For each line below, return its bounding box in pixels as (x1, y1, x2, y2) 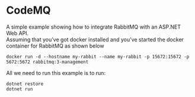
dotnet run (6, 86, 33, 92)
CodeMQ (6, 4, 52, 17)
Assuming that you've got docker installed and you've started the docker (6, 36, 184, 43)
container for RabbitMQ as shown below (6, 42, 105, 49)
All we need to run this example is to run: (6, 69, 106, 76)
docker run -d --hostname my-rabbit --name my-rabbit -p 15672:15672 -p (6, 54, 190, 60)
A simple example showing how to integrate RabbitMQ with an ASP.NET (6, 23, 181, 30)
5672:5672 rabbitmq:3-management (6, 59, 89, 65)
